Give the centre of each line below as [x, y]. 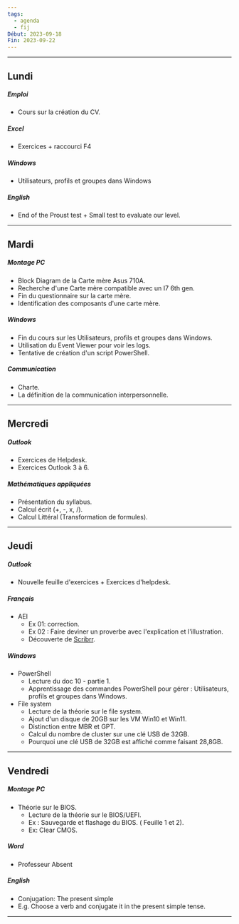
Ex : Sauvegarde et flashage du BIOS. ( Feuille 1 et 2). [106, 822]
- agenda [27, 21]
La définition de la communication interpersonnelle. [93, 395]
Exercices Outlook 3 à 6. [53, 467]
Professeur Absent [45, 864]
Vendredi [28, 771]
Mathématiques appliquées [49, 484]
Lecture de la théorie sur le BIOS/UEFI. [85, 815]
